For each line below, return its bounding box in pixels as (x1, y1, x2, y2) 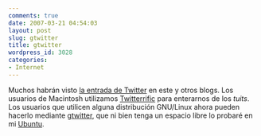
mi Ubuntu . (8, 119, 45, 128)
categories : (8, 56, 48, 64)
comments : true (8, 11, 59, 20)
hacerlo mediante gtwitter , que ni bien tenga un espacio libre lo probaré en (8, 111, 253, 120)
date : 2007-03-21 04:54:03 (8, 19, 98, 27)
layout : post (8, 26, 52, 34)
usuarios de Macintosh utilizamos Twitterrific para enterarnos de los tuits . (8, 93, 250, 103)
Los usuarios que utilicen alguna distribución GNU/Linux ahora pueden (8, 102, 240, 111)
